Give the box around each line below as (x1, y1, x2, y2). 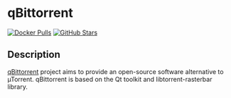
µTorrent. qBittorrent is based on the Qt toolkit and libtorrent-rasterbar (7, 75, 213, 83)
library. (7, 82, 28, 91)
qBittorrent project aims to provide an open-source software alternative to (7, 67, 224, 75)
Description (7, 49, 60, 61)
